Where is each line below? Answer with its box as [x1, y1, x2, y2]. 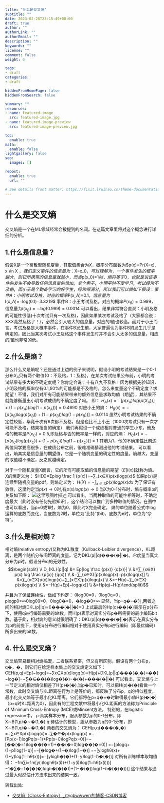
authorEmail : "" [5, 35, 38, 39]
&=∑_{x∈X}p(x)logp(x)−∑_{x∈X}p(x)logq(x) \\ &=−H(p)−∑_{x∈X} [17, 576, 147, 583]
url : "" [9, 178, 25, 183]
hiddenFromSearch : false [5, 93, 55, 98]
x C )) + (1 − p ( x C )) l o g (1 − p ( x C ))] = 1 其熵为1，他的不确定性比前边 [29, 437, 157, 445]
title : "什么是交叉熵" [5, 7, 47, 12]
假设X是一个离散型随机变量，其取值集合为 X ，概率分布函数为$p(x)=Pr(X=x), [5, 262, 156, 268]
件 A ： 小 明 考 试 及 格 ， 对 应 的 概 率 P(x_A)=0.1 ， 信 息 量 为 [5, 293, 110, 298]
